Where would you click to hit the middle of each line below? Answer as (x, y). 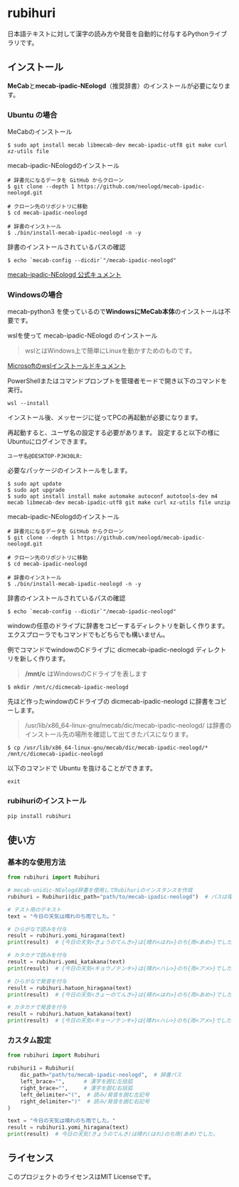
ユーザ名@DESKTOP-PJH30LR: (45, 456)
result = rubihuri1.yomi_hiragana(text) (68, 1128)
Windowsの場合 (35, 295)
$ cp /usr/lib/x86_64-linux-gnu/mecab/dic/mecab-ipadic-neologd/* (108, 748)
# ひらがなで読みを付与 (37, 929)
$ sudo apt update (34, 484)
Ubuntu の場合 (32, 115)
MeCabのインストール (40, 132)
